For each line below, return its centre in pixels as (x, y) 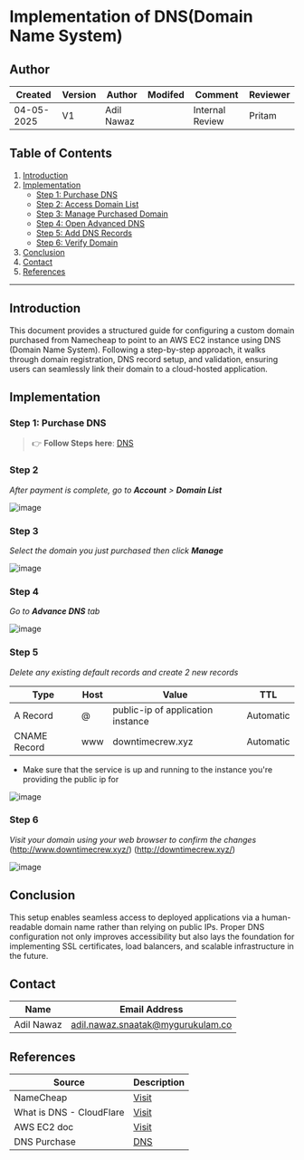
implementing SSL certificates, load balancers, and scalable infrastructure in (152, 946)
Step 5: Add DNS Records (84, 233)
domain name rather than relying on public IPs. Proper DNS (154, 926)
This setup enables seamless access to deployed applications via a (135, 917)
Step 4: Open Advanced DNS (90, 223)
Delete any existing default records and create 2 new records (124, 672)
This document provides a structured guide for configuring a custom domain (152, 330)
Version (79, 95)
